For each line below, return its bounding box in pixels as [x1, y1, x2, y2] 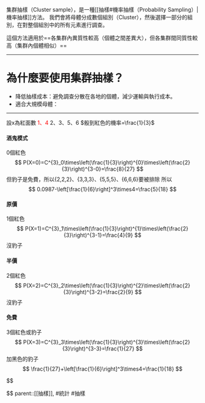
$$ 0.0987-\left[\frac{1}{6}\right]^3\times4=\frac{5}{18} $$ [28, 186, 177, 193]
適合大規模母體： [15, 100, 59, 108]
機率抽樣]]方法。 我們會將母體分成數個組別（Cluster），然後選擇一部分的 [6, 13, 188, 21]
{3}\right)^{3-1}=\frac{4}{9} [63, 232, 133, 239]
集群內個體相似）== [16, 42, 67, 49]
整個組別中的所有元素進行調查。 [27, 21, 108, 28]
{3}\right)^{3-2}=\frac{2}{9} [63, 288, 134, 295]
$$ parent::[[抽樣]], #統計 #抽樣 [6, 390, 85, 397]
